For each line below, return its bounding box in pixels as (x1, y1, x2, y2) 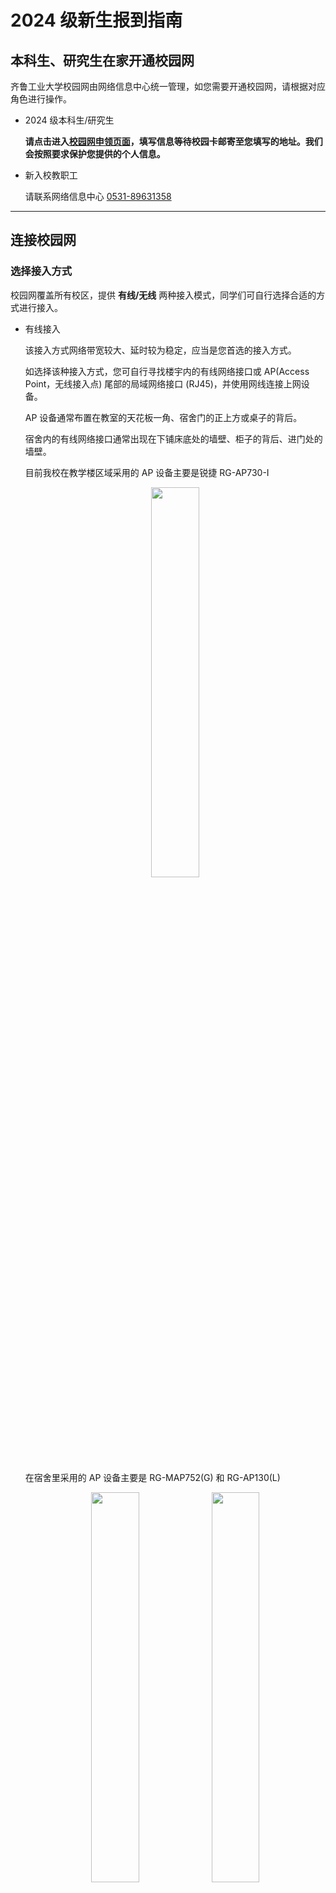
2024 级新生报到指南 (10, 9, 183, 32)
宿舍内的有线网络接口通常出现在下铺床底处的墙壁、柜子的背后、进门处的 (24, 432, 323, 445)
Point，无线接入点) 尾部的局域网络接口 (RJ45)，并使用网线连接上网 (24, 377, 302, 390)
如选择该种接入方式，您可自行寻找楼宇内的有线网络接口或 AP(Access (24, 365, 310, 377)
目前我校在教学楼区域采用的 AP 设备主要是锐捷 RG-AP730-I (24, 466, 270, 478)
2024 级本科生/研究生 (24, 114, 115, 126)
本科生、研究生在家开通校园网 (10, 52, 195, 69)
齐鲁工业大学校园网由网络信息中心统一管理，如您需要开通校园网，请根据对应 (10, 81, 326, 92)
